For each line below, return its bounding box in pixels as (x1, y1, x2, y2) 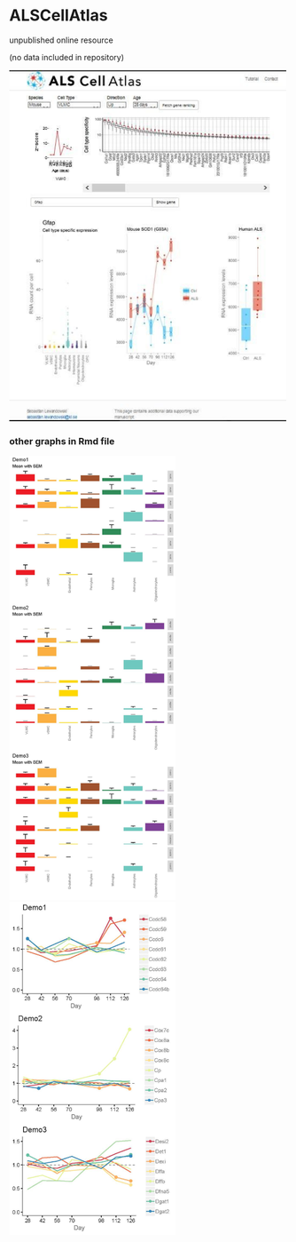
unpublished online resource (9, 35, 113, 45)
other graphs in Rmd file (9, 434, 115, 447)
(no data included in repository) (9, 52, 125, 62)
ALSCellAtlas (9, 5, 108, 26)
